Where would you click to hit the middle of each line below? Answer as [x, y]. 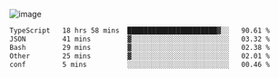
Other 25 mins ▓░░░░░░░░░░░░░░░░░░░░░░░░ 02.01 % [140, 56]
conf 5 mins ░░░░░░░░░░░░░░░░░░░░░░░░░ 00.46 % [140, 64]
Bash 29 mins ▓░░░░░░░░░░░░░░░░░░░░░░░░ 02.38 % [140, 47]
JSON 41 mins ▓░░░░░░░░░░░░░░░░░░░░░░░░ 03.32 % [140, 39]
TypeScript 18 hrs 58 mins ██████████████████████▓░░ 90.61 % [140, 31]
